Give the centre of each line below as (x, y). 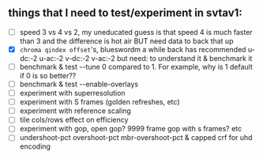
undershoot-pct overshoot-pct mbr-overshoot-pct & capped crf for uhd (136, 138)
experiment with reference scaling (75, 111)
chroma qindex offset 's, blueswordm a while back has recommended (133, 49)
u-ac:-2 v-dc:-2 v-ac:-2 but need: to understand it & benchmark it (146, 58)
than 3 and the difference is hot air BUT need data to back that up (126, 41)
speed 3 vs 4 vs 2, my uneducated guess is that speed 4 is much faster (136, 32)
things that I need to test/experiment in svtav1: (125, 13)
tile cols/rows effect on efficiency (74, 120)
